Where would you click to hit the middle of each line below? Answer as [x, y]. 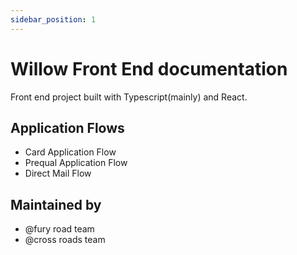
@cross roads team [65, 240]
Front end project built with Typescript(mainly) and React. [129, 97]
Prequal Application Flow [76, 163]
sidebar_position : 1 [53, 19]
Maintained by [56, 204]
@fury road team [59, 229]
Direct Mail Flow [58, 173]
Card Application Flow [70, 152]
